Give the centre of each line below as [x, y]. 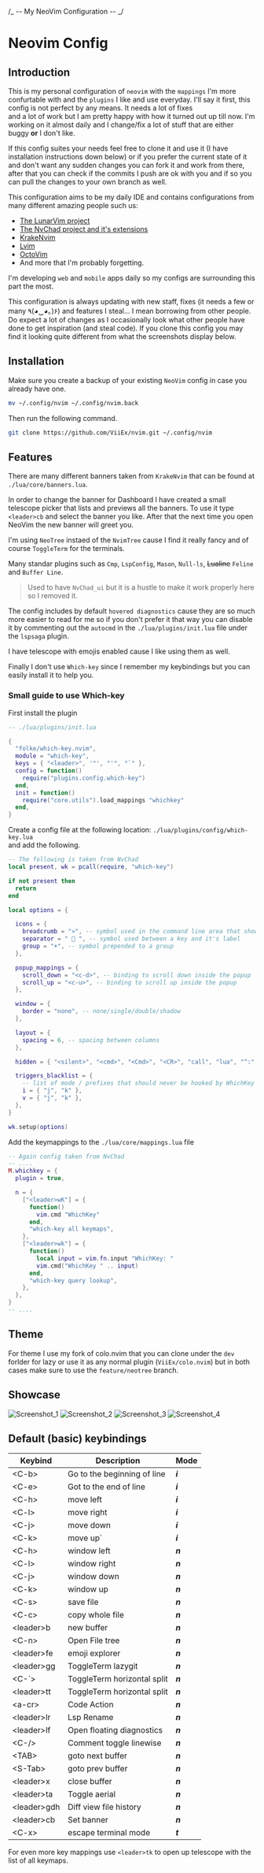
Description [118, 1461]
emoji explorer [94, 1653]
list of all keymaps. [38, 1860]
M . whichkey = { [33, 1171]
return [26, 888]
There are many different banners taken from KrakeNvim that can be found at [132, 476]
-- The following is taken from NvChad [73, 860]
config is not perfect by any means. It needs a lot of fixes [101, 108]
